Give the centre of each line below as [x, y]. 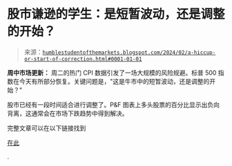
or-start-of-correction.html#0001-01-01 [83, 59]
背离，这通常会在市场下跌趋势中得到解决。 [68, 113]
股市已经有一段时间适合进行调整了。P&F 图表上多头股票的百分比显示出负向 [113, 104]
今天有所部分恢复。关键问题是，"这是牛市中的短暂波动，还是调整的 [114, 81]
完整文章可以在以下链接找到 [47, 128]
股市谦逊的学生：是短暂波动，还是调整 [116, 14]
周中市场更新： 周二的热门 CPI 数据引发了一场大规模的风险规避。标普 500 [112, 73]
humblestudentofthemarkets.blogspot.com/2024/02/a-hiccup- [129, 53]
